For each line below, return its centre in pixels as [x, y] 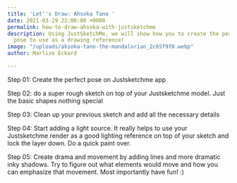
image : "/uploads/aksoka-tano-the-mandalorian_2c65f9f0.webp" [101, 47]
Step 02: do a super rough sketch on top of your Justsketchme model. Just [116, 93]
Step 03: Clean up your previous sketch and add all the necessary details [114, 114]
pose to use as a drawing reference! [69, 40]
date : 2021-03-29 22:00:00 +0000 [56, 20]
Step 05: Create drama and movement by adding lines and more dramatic [114, 157]
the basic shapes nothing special [55, 100]
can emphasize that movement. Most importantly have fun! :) [96, 172]
